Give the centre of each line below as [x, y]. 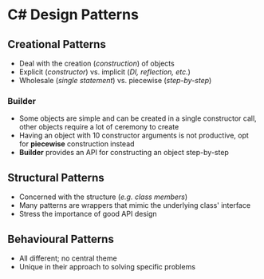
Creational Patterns [57, 44]
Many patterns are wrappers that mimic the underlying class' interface [135, 205]
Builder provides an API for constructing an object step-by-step [124, 153]
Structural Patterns [56, 177]
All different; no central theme [68, 258]
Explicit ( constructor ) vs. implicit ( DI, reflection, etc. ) [104, 72]
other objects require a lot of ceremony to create [99, 127]
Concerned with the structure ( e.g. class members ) [103, 197]
